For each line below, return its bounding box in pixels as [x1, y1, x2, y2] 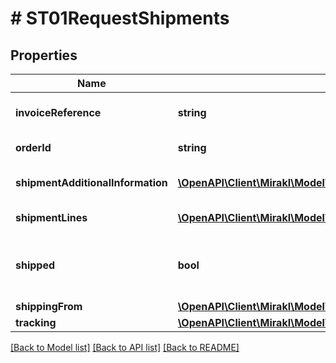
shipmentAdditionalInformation [15, 176, 168, 189]
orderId [15, 141, 52, 154]
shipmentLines [15, 211, 88, 224]
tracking [15, 316, 57, 329]
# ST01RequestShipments [10, 7, 230, 30]
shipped [15, 258, 56, 272]
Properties [10, 47, 78, 64]
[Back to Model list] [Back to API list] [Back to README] [10, 342, 240, 353]
